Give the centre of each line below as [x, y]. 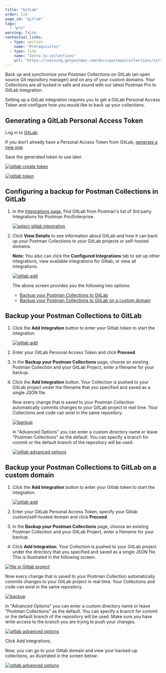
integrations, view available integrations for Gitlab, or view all [74, 261]
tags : [11, 24]
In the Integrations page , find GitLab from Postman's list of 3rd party [82, 211]
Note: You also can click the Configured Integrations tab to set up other [86, 256]
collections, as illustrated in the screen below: [52, 656]
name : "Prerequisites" [37, 47]
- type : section [26, 42]
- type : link [23, 51]
